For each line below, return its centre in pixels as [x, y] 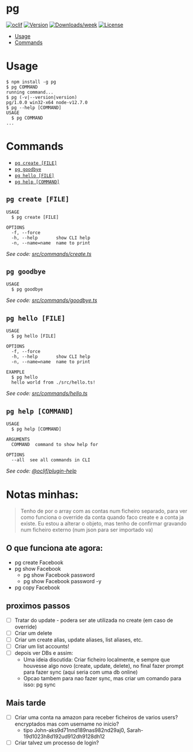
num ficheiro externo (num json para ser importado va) [87, 530]
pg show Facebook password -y [62, 581]
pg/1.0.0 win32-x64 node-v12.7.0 [47, 102]
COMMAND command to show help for [55, 445]
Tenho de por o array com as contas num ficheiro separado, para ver [104, 511]
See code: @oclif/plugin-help [41, 471]
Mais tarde [26, 703]
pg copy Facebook [37, 587]
